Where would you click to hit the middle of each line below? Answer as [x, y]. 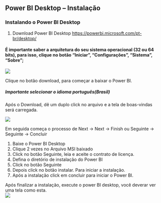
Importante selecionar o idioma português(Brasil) [58, 92]
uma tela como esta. [26, 190]
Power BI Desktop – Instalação [53, 8]
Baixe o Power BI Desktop [39, 143]
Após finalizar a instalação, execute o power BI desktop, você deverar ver [80, 185]
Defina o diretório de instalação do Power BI [57, 159]
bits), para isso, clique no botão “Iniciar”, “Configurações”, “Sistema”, [79, 55]
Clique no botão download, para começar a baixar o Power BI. [69, 80]
